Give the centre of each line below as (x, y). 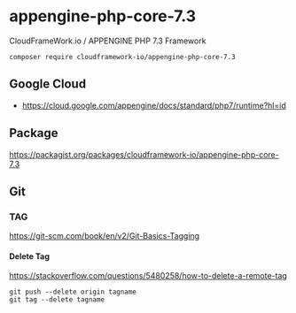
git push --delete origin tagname (73, 292)
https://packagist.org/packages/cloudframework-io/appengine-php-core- (144, 154)
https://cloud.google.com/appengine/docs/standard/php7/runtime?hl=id (154, 105)
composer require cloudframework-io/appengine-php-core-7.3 (123, 57)
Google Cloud (48, 84)
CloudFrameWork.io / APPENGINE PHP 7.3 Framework (108, 41)
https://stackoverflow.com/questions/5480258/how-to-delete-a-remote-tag (148, 276)
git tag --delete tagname (57, 300)
